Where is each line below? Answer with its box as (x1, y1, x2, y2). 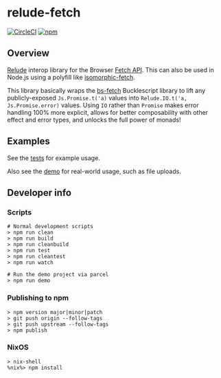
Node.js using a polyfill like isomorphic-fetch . (7, 73, 135, 81)
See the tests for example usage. (7, 153, 101, 162)
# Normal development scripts (7, 223, 94, 230)
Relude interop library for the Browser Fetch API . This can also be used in (7, 65, 214, 74)
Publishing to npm (7, 293, 69, 303)
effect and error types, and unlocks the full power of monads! (7, 115, 181, 124)
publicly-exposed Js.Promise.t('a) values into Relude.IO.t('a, (7, 93, 187, 102)
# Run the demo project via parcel (7, 271, 109, 278)
